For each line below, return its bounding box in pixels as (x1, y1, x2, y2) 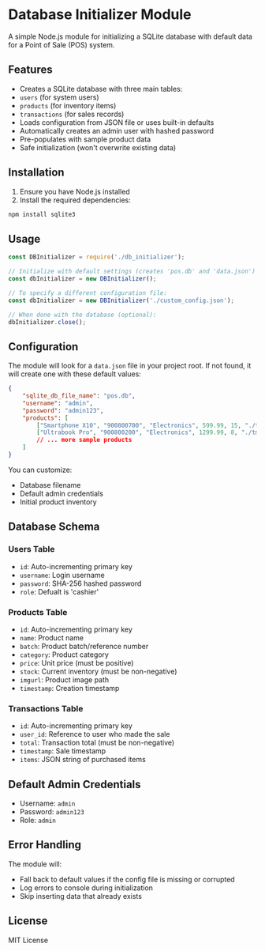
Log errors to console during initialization (19, 883, 154, 893)
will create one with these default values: (8, 369, 142, 379)
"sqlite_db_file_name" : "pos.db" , (22, 392, 136, 400)
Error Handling (8, 838, 81, 851)
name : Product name (19, 632, 84, 642)
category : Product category (19, 650, 109, 659)
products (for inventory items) (19, 100, 117, 110)
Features (8, 63, 53, 77)
